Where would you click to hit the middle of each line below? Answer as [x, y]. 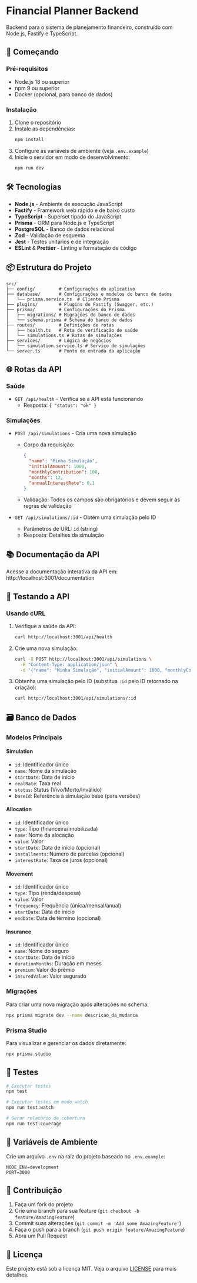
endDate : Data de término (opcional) [58, 918]
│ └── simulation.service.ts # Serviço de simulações [76, 346]
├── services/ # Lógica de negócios [59, 341]
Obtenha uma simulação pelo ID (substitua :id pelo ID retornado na [96, 681]
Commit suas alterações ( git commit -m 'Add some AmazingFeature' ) [98, 1223]
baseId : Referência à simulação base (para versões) [77, 796]
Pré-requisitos [27, 69]
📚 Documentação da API [53, 554]
